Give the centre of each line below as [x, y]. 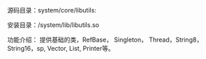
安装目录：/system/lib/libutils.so [53, 25]
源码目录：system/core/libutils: [52, 10]
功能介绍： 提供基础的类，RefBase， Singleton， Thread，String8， [105, 40]
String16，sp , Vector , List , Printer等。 [61, 48]
